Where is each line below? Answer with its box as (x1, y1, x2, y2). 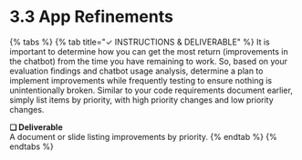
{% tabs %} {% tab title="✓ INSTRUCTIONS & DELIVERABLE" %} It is (9, 36, 271, 47)
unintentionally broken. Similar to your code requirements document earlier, (9, 85, 294, 95)
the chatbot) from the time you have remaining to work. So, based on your (9, 55, 288, 66)
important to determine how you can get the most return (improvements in (9, 45, 289, 56)
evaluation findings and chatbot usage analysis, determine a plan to (9, 65, 264, 76)
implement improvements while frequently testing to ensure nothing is (9, 75, 272, 85)
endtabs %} (9, 141, 55, 152)
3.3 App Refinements (9, 6, 173, 27)
